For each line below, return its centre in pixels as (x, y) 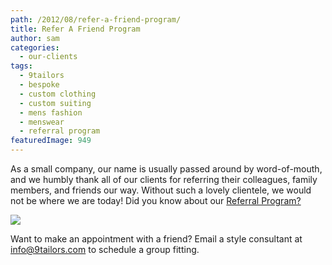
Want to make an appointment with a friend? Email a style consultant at (156, 239)
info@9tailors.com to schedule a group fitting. (105, 249)
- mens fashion (51, 112)
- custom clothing (58, 94)
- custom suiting (55, 103)
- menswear (42, 122)
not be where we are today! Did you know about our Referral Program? (156, 200)
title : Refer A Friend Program (75, 29)
